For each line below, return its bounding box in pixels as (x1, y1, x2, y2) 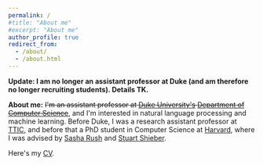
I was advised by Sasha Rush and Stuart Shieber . (8, 133, 166, 142)
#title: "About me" (8, 19, 72, 27)
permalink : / (8, 11, 51, 20)
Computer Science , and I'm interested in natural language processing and (8, 108, 247, 117)
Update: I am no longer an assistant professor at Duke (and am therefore (8, 76, 249, 86)
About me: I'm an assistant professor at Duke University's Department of (8, 99, 245, 109)
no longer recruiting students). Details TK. (8, 84, 149, 94)
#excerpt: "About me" (8, 26, 79, 34)
